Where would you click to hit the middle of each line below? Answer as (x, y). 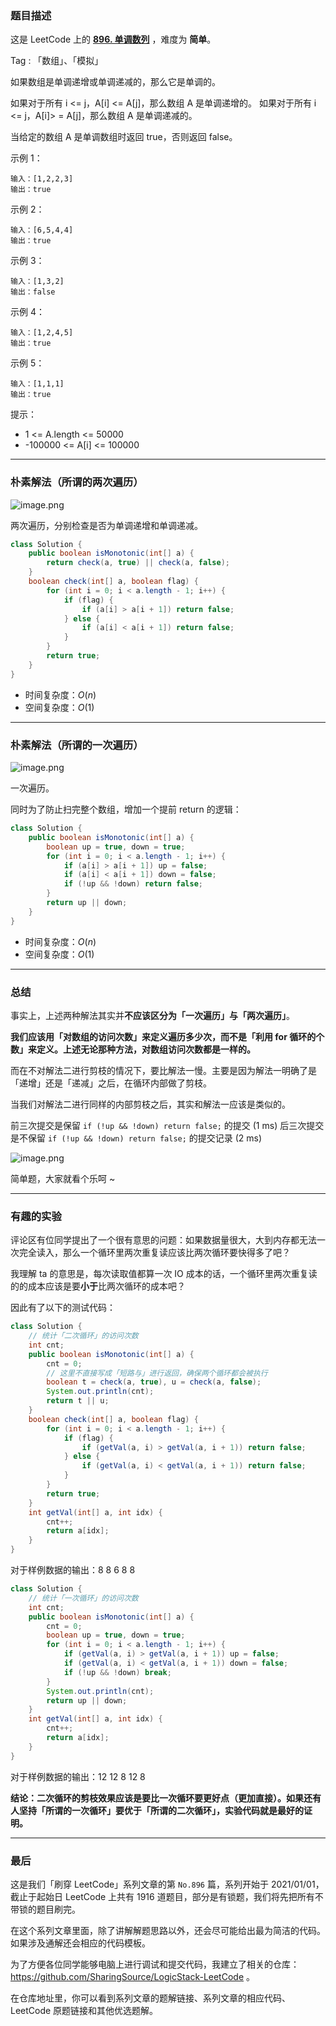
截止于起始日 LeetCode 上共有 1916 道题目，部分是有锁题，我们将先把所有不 (167, 1897)
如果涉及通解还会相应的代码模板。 (80, 1943)
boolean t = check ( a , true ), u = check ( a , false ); (154, 1382)
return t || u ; (78, 1401)
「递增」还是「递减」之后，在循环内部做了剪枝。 (111, 1083)
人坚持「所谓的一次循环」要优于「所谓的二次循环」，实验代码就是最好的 (157, 1810)
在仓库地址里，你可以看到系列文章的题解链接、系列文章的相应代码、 (150, 1998)
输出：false (33, 292)
